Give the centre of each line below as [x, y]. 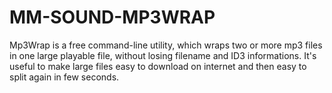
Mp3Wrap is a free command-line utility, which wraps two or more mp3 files [166, 45]
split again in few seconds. [64, 77]
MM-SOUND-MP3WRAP [112, 17]
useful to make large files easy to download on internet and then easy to [158, 66]
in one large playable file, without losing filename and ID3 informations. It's [163, 55]
